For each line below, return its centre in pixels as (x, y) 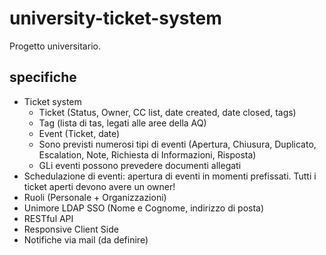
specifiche (43, 77)
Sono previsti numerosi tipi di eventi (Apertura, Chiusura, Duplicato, (177, 144)
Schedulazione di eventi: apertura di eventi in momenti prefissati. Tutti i (170, 176)
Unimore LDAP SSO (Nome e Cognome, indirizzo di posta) (144, 208)
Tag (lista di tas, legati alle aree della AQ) (122, 123)
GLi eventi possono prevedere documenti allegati (140, 165)
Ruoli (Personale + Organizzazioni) (95, 197)
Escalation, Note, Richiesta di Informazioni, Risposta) (147, 154)
